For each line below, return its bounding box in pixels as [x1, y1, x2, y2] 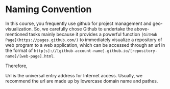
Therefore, [5, 63, 28, 69]
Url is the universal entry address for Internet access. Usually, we [5, 72, 143, 78]
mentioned [5, 31, 28, 37]
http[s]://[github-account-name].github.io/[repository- [34, 48, 158, 53]
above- [134, 25, 150, 32]
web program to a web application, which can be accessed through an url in [5, 42, 165, 48]
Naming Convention [5, 4, 92, 15]
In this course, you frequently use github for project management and [5, 20, 152, 26]
